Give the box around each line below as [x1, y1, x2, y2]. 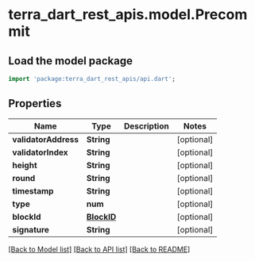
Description [123, 121, 169, 132]
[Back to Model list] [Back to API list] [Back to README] [8, 244, 191, 254]
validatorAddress [12, 133, 79, 144]
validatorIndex [12, 147, 69, 158]
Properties [8, 97, 62, 110]
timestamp [12, 185, 54, 196]
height [12, 159, 37, 171]
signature [12, 224, 50, 235]
